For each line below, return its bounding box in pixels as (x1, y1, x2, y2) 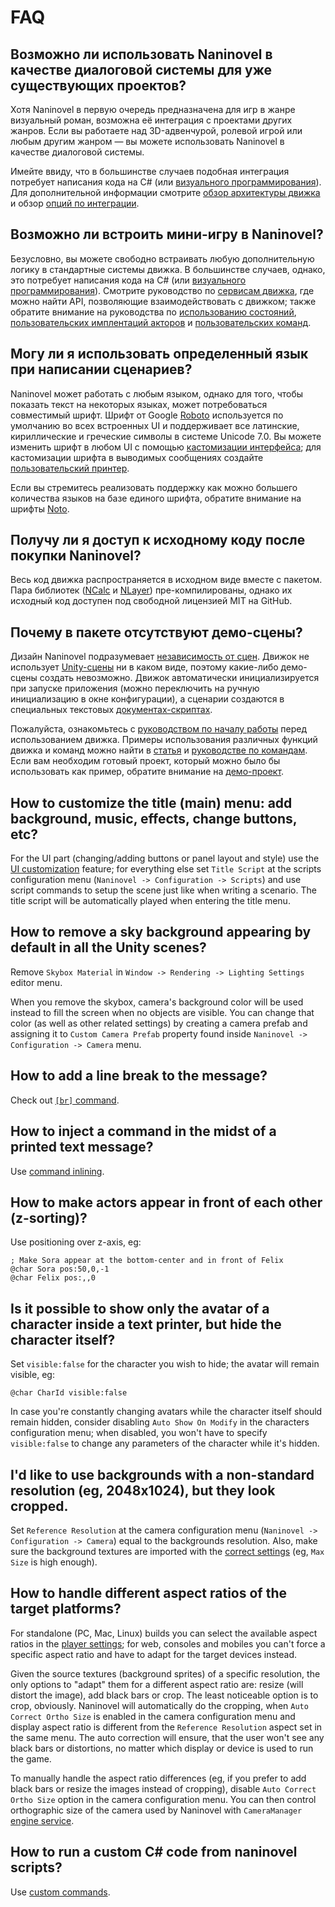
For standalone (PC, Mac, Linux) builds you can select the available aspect (10, 1627, 318, 1639)
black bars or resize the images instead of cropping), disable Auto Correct (10, 1782, 317, 1795)
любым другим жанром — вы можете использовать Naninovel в (10, 136, 285, 147)
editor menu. (10, 976, 63, 988)
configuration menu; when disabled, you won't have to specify (10, 1427, 268, 1439)
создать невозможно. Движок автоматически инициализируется (39, 672, 320, 684)
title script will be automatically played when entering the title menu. (10, 895, 291, 907)
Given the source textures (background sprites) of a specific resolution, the (10, 1667, 321, 1680)
